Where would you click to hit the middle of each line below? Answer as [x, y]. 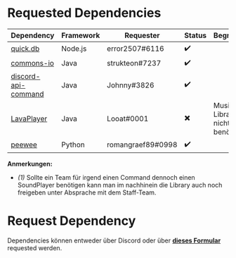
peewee [24, 145]
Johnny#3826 [130, 85]
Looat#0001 [127, 118]
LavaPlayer [29, 118]
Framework [81, 35]
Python [73, 145]
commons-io [33, 63]
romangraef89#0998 [142, 145]
